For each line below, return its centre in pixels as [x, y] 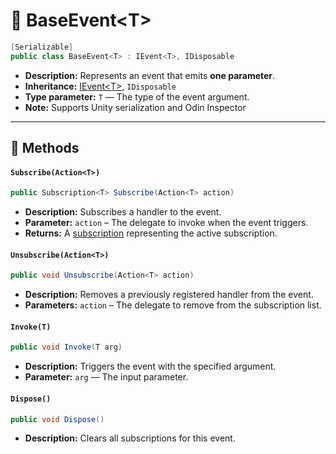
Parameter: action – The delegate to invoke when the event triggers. [166, 223]
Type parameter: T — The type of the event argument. [137, 96]
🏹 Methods [45, 148]
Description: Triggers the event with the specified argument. [150, 366]
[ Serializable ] [42, 47]
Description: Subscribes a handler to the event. [123, 212]
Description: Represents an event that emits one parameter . [150, 75]
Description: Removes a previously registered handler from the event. [169, 295]
